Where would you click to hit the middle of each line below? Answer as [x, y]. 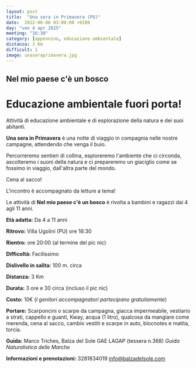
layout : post [22, 11]
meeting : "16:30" [27, 33]
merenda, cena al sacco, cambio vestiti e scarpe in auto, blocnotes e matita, [98, 323]
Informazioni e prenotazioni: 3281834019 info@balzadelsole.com [86, 358]
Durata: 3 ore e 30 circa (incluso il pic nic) [57, 288]
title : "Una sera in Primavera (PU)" [53, 17]
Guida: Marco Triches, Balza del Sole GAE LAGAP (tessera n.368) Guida [93, 340]
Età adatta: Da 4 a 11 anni [37, 220]
